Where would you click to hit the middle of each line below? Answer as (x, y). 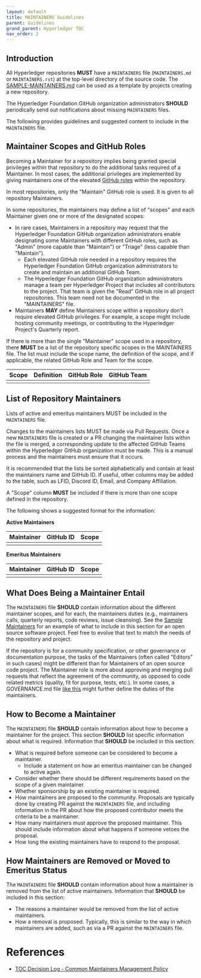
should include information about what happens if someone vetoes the (102, 829)
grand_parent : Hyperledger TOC (45, 28)
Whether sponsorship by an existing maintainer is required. (88, 791)
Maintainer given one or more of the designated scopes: (75, 216)
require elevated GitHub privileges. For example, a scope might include (102, 317)
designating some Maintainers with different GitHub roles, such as (96, 240)
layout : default (26, 12)
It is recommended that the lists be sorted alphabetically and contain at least (100, 468)
